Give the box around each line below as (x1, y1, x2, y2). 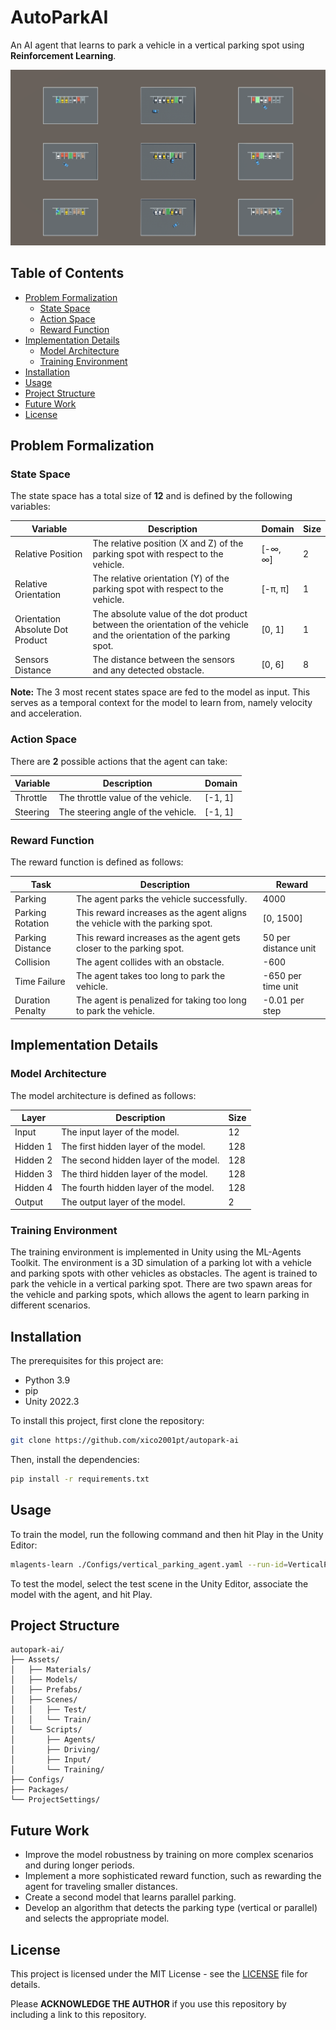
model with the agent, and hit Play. (10, 1588, 153, 1600)
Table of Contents (10, 265, 125, 282)
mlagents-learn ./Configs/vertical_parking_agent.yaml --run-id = (10, 1559, 288, 1570)
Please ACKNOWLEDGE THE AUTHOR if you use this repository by (10, 1998, 287, 2010)
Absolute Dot (14, 624, 69, 635)
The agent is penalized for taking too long (76, 994, 247, 1006)
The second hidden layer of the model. (61, 1154, 220, 1166)
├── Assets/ (10, 1655, 60, 1665)
